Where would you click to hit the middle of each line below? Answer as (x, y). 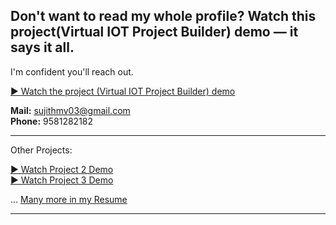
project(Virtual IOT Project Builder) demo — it (154, 32)
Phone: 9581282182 (52, 121)
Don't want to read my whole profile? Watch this (163, 16)
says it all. (42, 47)
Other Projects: (41, 150)
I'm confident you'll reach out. (72, 71)
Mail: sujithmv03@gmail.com (70, 110)
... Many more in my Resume (69, 199)
